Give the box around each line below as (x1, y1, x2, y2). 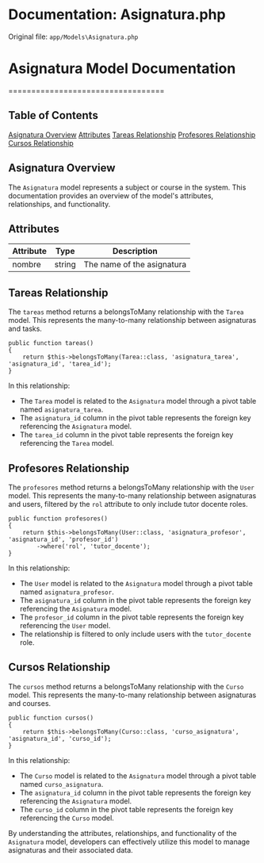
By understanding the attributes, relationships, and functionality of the (8, 828, 237, 838)
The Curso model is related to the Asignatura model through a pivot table (19, 771, 257, 781)
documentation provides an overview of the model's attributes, (8, 190, 214, 200)
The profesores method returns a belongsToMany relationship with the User (8, 482, 255, 492)
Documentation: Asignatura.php (8, 6, 226, 24)
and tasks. (8, 324, 42, 334)
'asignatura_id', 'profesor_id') (8, 535, 119, 543)
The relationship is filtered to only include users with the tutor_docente (19, 629, 251, 639)
